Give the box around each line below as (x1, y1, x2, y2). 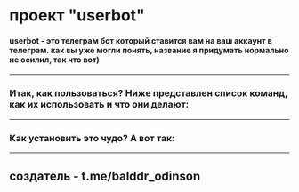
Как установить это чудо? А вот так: (9, 132, 175, 144)
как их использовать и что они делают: (9, 99, 190, 111)
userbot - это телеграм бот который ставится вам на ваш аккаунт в (9, 35, 273, 45)
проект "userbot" (9, 5, 145, 26)
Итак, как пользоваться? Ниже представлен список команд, (9, 87, 288, 100)
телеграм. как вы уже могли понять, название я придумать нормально (9, 44, 289, 55)
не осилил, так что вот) (9, 54, 100, 65)
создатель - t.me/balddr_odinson (9, 169, 201, 184)
